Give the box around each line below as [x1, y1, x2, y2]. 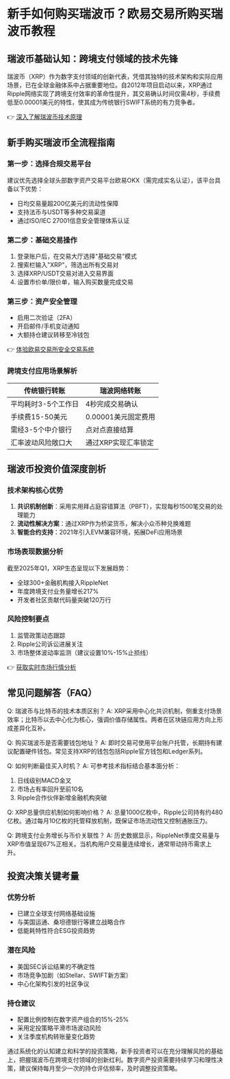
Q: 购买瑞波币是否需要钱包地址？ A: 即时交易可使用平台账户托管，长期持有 [7, 739, 217, 747]
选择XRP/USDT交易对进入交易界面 [16, 269, 114, 277]
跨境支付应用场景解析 [7, 367, 77, 376]
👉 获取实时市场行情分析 [7, 663, 77, 671]
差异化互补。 [12, 723, 49, 732]
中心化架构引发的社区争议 [16, 979, 90, 988]
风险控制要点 [7, 614, 50, 624]
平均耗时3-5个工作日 [10, 399, 79, 408]
